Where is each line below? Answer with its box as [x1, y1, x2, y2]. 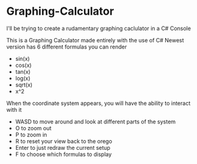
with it [6, 106, 22, 113]
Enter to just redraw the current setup [15, 144, 110, 151]
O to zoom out [15, 124, 52, 131]
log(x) [15, 74, 31, 82]
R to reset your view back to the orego [15, 137, 112, 145]
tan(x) [15, 68, 31, 75]
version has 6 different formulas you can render [6, 43, 127, 50]
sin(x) [15, 55, 30, 62]
